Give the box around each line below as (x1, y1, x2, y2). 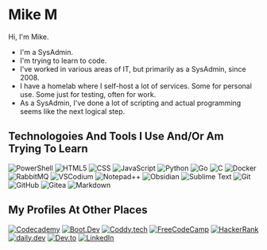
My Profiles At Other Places (8, 203, 148, 217)
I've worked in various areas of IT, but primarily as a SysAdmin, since (19, 64, 246, 73)
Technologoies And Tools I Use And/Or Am (8, 130, 224, 143)
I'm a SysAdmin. (19, 47, 74, 57)
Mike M (8, 6, 58, 24)
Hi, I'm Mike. (8, 32, 49, 41)
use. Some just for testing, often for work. (19, 89, 157, 99)
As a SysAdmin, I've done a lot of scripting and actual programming (19, 98, 242, 107)
